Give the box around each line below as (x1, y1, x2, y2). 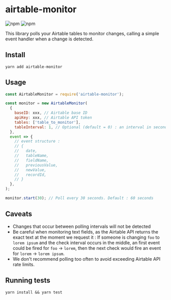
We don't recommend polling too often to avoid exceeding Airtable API (12, 256, 161, 262)
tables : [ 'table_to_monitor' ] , (14, 120, 81, 125)
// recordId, (14, 172, 47, 177)
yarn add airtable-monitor (5, 64, 63, 70)
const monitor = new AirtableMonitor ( (5, 101, 88, 106)
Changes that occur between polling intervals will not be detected (12, 223, 151, 229)
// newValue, (14, 167, 47, 172)
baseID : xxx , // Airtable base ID (14, 110, 88, 116)
